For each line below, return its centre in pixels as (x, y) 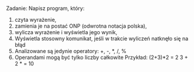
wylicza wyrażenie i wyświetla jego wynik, (66, 32)
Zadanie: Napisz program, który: (45, 8)
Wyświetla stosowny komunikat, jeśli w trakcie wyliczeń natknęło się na (101, 39)
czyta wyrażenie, (35, 20)
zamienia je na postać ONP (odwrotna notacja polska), (81, 26)
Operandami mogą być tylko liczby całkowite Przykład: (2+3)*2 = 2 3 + (101, 57)
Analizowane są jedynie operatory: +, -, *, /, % (70, 51)
